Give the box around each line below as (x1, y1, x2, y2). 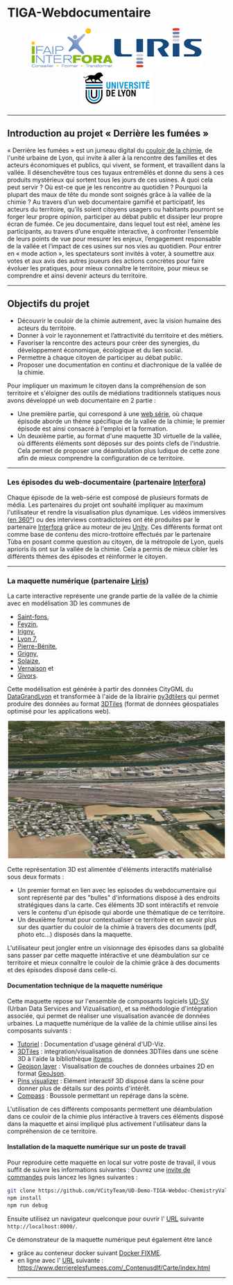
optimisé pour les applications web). (7, 707, 111, 716)
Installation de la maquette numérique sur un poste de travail (7, 1143, 186, 1151)
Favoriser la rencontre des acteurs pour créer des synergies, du (17, 338, 200, 347)
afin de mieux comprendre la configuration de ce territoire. (17, 454, 185, 462)
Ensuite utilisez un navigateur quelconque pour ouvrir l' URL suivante (7, 1214, 205, 1223)
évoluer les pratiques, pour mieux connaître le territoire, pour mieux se (7, 264, 209, 272)
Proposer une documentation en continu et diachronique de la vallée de (17, 361, 223, 369)
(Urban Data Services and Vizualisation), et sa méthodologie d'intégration (7, 1004, 218, 1012)
